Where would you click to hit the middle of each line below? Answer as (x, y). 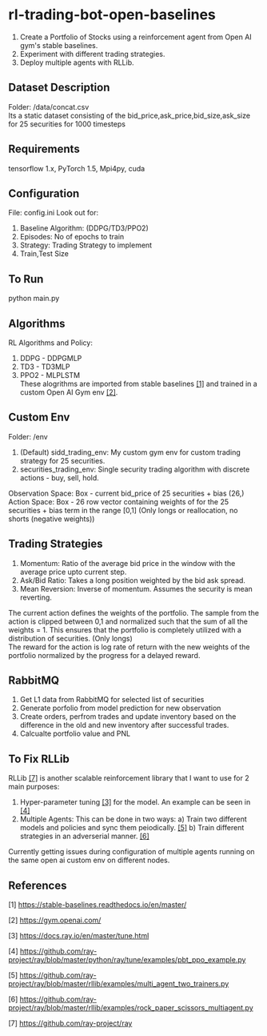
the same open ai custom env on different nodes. (89, 860)
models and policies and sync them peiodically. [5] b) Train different (132, 828)
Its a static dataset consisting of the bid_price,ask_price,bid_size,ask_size (129, 115)
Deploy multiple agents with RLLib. (77, 62)
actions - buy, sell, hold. (60, 477)
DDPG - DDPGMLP (51, 358)
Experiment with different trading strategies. (92, 54)
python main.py (34, 299)
